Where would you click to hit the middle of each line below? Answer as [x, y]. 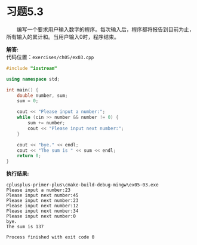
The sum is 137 [25, 227]
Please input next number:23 [42, 201]
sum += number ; [47, 123]
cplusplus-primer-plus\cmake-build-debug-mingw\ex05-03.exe [83, 185]
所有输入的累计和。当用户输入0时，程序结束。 [63, 36]
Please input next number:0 [41, 216]
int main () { [22, 90]
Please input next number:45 [42, 195]
